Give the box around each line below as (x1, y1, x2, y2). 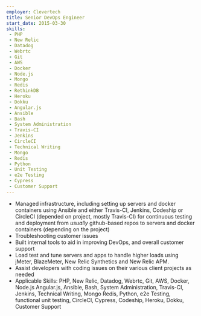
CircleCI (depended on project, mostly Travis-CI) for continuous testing (14, 212, 193, 220)
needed (14, 271, 34, 278)
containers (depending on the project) (14, 225, 110, 233)
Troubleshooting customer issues (14, 232, 98, 239)
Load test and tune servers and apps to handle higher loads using (14, 251, 179, 258)
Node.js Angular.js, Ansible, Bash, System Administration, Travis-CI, (14, 283, 184, 291)
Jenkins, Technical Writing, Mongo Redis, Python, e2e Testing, (14, 290, 171, 297)
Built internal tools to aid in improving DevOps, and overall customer (14, 239, 184, 246)
